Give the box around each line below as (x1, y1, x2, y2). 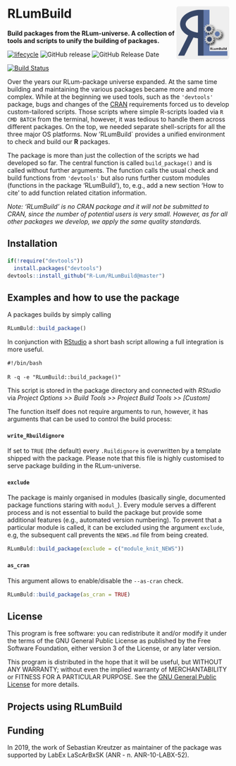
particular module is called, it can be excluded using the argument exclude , (7, 523, 225, 532)
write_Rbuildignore (7, 432, 65, 439)
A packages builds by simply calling (7, 310, 111, 319)
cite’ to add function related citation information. (7, 188, 147, 197)
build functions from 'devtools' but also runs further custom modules (7, 174, 211, 182)
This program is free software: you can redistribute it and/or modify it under (7, 629, 227, 638)
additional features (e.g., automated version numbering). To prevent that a (7, 516, 222, 524)
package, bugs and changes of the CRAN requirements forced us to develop (7, 99, 230, 108)
